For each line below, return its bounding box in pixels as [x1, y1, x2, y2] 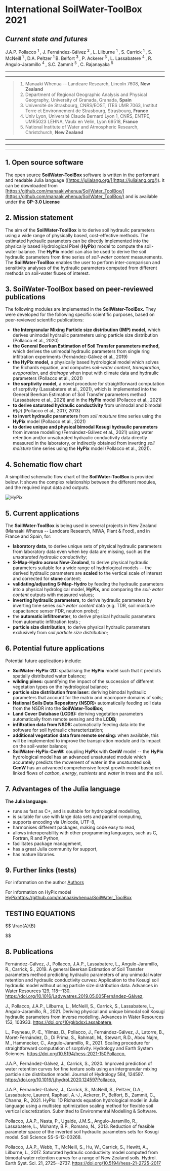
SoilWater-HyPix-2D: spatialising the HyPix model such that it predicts [12, 667, 161, 673]
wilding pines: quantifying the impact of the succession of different [12, 678, 154, 684]
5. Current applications [5, 509, 79, 517]
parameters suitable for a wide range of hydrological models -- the [12, 565, 152, 571]
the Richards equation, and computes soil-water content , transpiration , [12, 365, 161, 371]
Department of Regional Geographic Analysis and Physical [25, 91, 147, 97]
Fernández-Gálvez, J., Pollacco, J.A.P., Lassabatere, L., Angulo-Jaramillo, [5, 961, 158, 967]
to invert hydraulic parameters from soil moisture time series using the [12, 413, 162, 419]
